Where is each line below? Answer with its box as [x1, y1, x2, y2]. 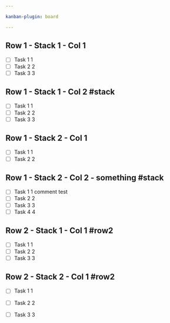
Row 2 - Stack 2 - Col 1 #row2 [5, 272, 115, 282]
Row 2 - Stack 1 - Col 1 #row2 [5, 226, 114, 235]
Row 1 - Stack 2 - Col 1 [5, 133, 88, 143]
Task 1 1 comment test [14, 189, 68, 196]
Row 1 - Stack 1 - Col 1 [5, 41, 86, 51]
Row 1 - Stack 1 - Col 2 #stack [5, 87, 115, 97]
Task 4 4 [14, 208, 36, 215]
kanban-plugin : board [5, 14, 59, 19]
